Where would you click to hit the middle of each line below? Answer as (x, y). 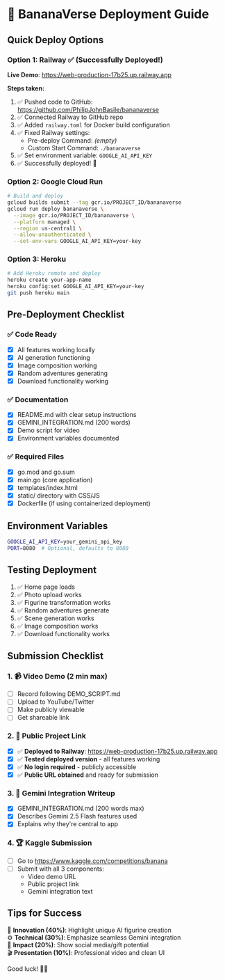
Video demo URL (52, 876)
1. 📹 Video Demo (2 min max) (57, 676)
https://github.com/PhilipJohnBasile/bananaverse (88, 109)
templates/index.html (47, 487)
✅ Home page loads (46, 587)
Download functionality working (63, 381)
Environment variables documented (68, 438)
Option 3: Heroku (37, 259)
